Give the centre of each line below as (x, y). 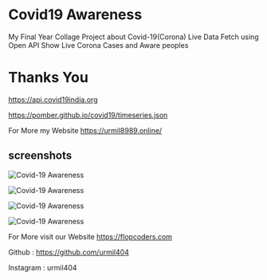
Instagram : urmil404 (43, 267)
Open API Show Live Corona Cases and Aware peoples (98, 45)
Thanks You (49, 78)
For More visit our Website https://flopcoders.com (90, 236)
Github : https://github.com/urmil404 (69, 252)
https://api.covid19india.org (53, 99)
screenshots (40, 156)
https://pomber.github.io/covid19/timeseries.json (88, 115)
